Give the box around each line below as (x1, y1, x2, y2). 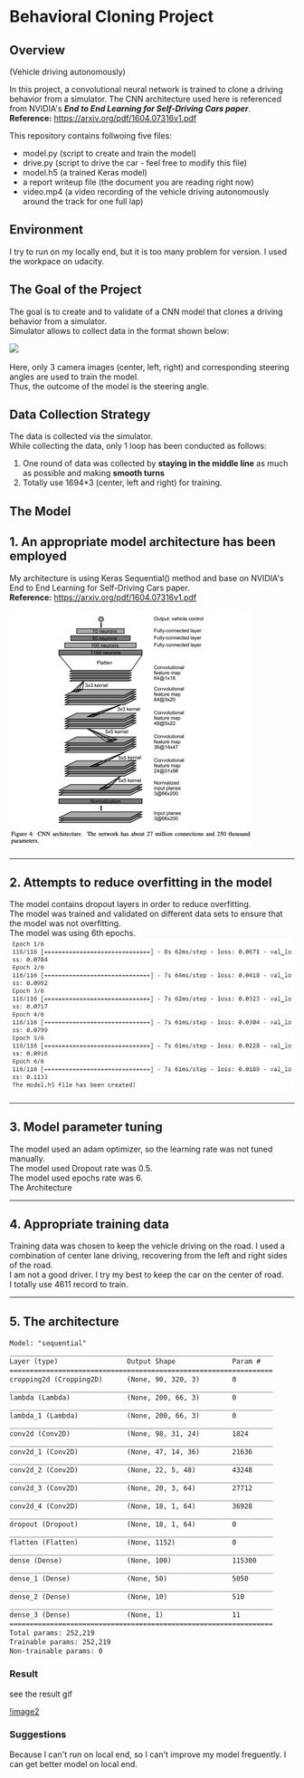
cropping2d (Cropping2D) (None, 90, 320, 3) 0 (9, 1375, 237, 1384)
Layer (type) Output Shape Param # (9, 1357, 261, 1366)
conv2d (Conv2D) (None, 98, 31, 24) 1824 (9, 1429, 249, 1439)
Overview (9, 43, 66, 58)
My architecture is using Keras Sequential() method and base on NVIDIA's (9, 572, 284, 583)
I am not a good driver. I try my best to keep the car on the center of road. (9, 1269, 284, 1280)
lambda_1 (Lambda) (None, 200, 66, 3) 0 (9, 1411, 237, 1420)
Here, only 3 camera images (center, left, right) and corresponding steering (9, 361, 290, 372)
